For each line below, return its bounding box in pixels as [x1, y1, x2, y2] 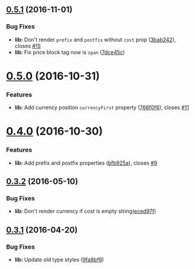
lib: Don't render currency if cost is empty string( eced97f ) [14, 207, 157, 215]
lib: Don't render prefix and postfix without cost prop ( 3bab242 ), [14, 36, 176, 43]
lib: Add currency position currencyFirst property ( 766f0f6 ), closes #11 [14, 104, 189, 111]
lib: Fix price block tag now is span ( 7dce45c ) [14, 49, 125, 56]
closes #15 [14, 42, 41, 49]
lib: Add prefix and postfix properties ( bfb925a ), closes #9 [14, 159, 158, 166]
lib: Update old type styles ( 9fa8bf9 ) [14, 256, 105, 263]
